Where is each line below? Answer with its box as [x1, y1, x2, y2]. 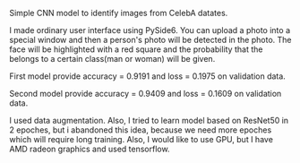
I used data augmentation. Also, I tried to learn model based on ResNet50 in [9, 116, 289, 125]
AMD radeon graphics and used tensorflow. [9, 143, 170, 154]
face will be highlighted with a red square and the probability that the [9, 44, 263, 55]
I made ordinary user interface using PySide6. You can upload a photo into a [9, 25, 291, 35]
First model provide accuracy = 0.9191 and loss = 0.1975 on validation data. [9, 71, 287, 81]
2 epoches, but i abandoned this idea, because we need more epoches [9, 124, 272, 135]
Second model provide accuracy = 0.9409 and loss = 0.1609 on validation [9, 89, 282, 99]
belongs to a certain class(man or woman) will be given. [9, 54, 216, 64]
